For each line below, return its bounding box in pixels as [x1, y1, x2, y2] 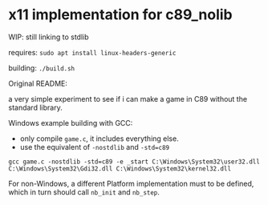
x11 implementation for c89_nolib [8, 6, 233, 24]
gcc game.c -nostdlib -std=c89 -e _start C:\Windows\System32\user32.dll [8, 158, 261, 166]
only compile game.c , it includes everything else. [19, 134, 179, 143]
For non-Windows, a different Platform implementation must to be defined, [8, 179, 254, 188]
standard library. [8, 102, 63, 112]
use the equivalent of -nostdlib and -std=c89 [19, 142, 170, 151]
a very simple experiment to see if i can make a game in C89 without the [8, 94, 247, 103]
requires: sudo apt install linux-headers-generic [8, 47, 177, 57]
